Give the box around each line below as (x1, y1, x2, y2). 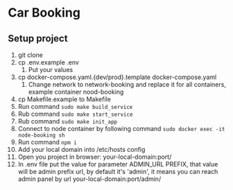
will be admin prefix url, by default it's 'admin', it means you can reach (17, 168, 218, 175)
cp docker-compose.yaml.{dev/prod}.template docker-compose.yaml (17, 73, 217, 81)
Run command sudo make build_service (17, 103, 133, 110)
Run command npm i (17, 138, 77, 146)
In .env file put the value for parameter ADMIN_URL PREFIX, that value (17, 160, 218, 168)
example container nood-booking (28, 88, 124, 96)
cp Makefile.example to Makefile (17, 95, 112, 103)
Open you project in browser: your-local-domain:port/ (17, 153, 172, 161)
